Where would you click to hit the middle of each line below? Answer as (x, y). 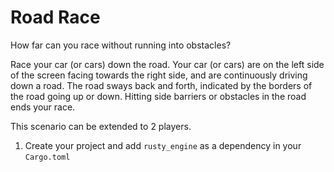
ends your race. (43, 107)
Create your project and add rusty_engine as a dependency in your (163, 145)
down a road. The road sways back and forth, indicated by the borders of (161, 85)
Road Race (55, 17)
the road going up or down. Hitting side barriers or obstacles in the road (158, 96)
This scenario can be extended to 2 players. (101, 126)
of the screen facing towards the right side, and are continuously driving (159, 75)
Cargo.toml (47, 157)
